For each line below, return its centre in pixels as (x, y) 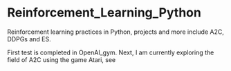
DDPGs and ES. (29, 39)
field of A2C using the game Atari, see (62, 59)
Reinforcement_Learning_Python (104, 13)
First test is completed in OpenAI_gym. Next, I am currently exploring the (111, 52)
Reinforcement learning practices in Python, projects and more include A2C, (116, 32)
